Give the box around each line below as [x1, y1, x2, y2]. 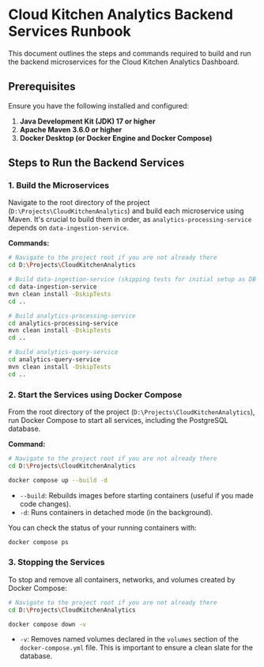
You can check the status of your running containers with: [8, 523, 197, 532]
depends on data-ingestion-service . [8, 223, 129, 233]
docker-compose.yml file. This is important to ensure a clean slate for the [19, 643, 253, 653]
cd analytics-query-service [8, 356, 101, 364]
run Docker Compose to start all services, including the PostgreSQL [8, 415, 228, 425]
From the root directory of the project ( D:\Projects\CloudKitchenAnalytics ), [8, 406, 255, 417]
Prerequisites [8, 80, 76, 93]
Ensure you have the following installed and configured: [8, 101, 190, 110]
